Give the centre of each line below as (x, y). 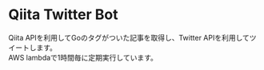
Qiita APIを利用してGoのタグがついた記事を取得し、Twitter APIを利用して (129, 37)
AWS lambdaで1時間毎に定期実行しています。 (83, 57)
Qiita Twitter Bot (63, 15)
